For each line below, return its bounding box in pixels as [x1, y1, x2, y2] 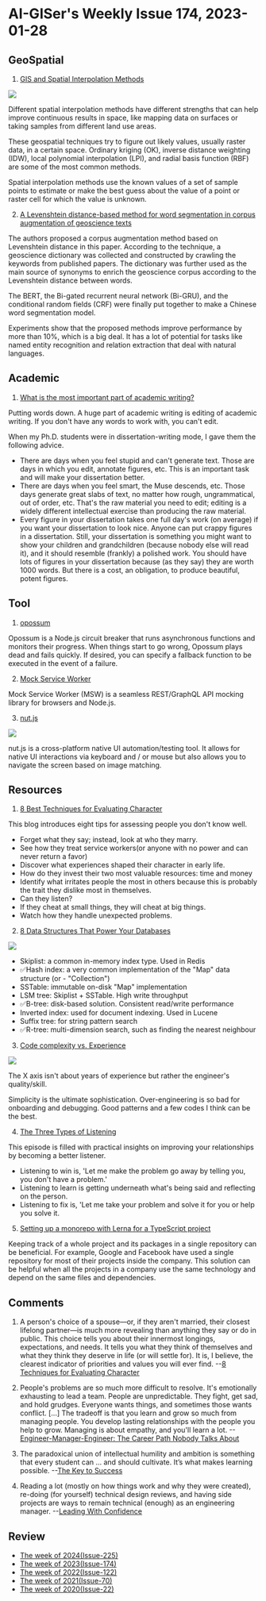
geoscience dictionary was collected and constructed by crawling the [8, 251, 237, 260]
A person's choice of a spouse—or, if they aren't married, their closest [19, 1317, 250, 1326]
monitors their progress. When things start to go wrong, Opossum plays [8, 641, 243, 651]
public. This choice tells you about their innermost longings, [19, 1334, 216, 1344]
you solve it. [19, 1208, 60, 1218]
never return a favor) [19, 852, 88, 861]
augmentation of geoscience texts [19, 218, 133, 227]
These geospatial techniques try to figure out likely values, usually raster [8, 137, 246, 146]
